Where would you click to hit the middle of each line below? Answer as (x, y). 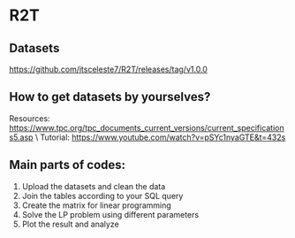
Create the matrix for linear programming (97, 205)
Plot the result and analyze (70, 224)
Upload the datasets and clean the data (94, 186)
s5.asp (21, 137)
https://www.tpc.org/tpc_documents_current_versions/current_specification (147, 127)
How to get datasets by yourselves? (110, 97)
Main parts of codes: (68, 165)
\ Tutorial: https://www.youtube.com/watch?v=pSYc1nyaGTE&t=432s (160, 137)
